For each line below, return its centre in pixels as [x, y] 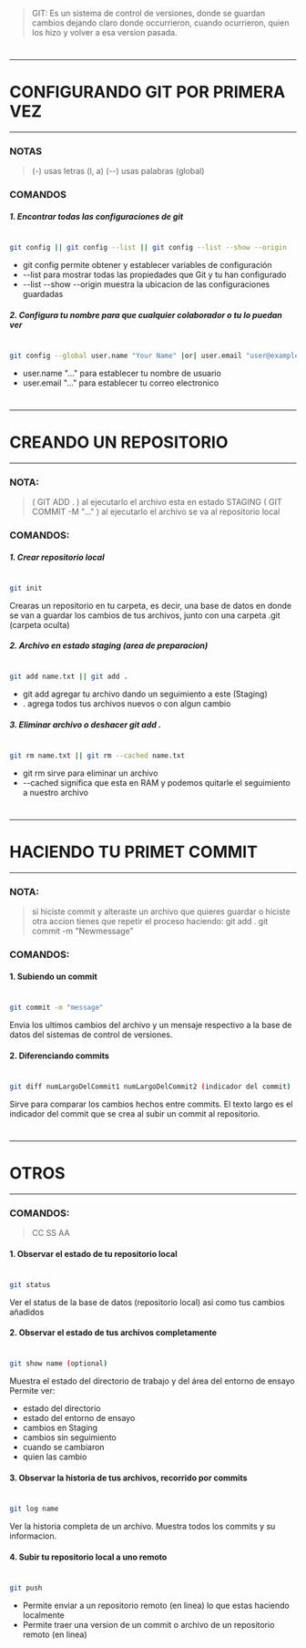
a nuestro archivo [56, 792]
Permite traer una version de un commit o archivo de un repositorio [148, 1624]
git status [30, 1284]
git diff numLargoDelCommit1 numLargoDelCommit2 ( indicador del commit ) [150, 1087]
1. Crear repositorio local [57, 557]
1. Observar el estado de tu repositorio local [93, 1253]
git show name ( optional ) [58, 1364]
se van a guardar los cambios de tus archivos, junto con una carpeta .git [145, 615]
